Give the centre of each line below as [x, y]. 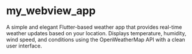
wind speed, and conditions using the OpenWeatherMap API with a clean [96, 39]
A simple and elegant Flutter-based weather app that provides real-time [94, 27]
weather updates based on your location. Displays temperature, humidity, [96, 33]
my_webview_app [51, 11]
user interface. [24, 46]
